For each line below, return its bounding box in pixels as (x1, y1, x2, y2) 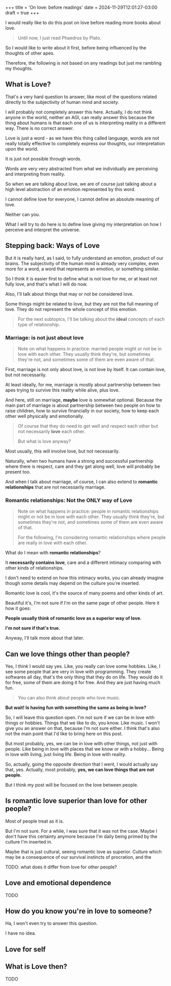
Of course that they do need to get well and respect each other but (17, 422, 158, 429)
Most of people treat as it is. (5, 818, 64, 824)
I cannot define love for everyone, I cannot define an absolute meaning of (5, 196, 159, 202)
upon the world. (5, 146, 39, 152)
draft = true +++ (5, 10, 40, 16)
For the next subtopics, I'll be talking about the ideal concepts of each (17, 316, 165, 322)
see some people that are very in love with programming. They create (5, 669, 152, 675)
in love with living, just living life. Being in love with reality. (5, 751, 126, 757)
